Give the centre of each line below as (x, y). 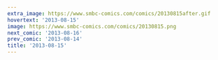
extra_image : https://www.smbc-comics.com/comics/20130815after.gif (109, 13)
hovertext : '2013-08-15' (43, 20)
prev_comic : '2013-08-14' (45, 39)
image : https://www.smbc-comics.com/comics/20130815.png (92, 26)
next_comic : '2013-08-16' (45, 33)
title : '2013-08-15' (37, 46)
